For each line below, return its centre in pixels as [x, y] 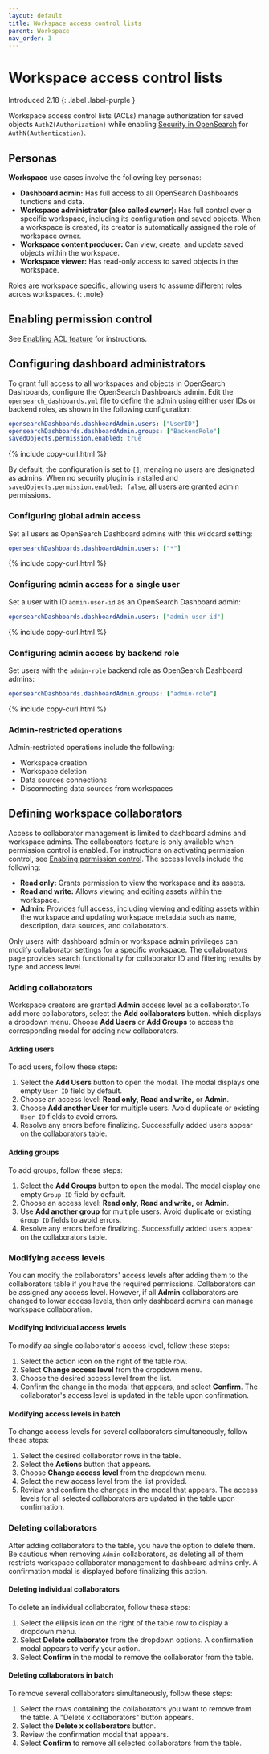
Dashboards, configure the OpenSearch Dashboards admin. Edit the [121, 391]
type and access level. [45, 966]
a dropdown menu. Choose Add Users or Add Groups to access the [121, 1022]
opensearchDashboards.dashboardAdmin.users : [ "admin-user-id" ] [116, 617]
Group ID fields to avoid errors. [71, 1219]
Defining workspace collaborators [96, 814]
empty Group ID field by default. [73, 1194]
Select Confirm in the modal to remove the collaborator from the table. [137, 1657]
